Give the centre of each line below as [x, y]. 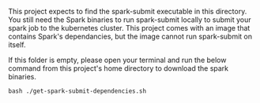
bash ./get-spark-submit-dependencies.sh [77, 91]
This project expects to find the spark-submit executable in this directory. [128, 11]
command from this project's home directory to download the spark [119, 68]
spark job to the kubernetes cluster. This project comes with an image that [129, 28]
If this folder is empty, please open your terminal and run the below [117, 60]
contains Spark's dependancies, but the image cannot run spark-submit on [130, 36]
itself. [17, 45]
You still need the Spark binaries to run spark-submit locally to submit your [130, 20]
